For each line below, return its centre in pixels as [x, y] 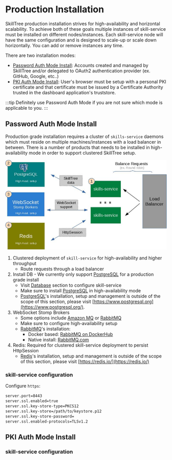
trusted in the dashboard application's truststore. [64, 92]
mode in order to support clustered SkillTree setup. [83, 153]
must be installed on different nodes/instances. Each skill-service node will [84, 34]
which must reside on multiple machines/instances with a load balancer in [83, 142]
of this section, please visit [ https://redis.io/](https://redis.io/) [85, 361]
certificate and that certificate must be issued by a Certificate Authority [88, 87]
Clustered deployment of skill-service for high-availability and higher [87, 258]
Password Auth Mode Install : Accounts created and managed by [80, 65]
